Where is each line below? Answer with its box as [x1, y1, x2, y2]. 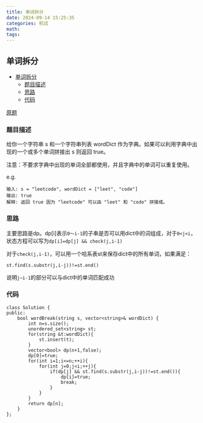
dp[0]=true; [28, 352, 59, 358]
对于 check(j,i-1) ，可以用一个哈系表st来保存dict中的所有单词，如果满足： [6, 250, 191, 257]
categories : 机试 [6, 20, 49, 26]
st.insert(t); [38, 336, 75, 343]
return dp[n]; [28, 400, 64, 407]
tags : [6, 32, 20, 38]
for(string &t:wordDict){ [28, 331, 94, 337]
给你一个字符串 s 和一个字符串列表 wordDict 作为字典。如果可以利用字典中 [6, 141, 193, 148]
